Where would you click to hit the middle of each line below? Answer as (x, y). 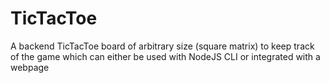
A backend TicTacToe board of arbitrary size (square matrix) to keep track (162, 46)
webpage (30, 67)
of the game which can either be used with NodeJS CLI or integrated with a (165, 56)
